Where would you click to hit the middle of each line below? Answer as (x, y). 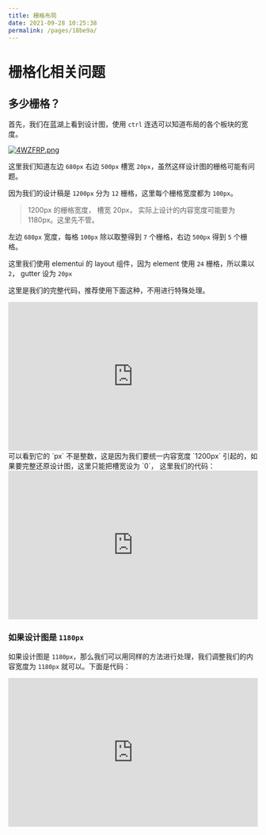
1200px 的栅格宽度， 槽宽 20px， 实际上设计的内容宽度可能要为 (131, 210)
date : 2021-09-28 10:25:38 (53, 23)
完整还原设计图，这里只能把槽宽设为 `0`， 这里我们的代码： (118, 466)
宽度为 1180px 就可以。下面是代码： (72, 666)
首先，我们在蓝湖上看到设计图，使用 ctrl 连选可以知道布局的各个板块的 (125, 125)
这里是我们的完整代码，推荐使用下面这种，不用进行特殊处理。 (109, 291)
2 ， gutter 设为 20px (40, 274)
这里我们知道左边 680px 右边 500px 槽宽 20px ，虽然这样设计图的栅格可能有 (128, 167)
